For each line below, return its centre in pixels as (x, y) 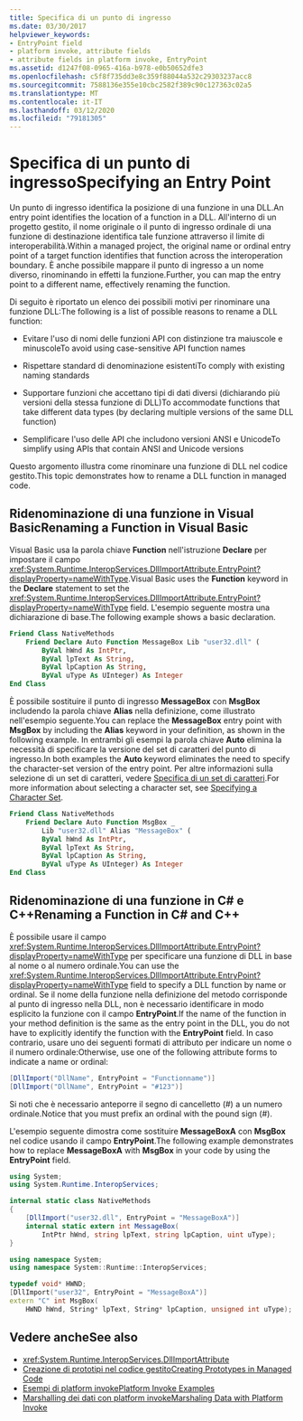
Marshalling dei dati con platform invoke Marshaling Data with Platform (153, 1397)
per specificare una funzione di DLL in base (211, 955)
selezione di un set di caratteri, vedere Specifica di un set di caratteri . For (144, 778)
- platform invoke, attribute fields (80, 52)
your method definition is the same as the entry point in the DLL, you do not (150, 1023)
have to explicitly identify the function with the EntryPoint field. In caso (141, 1032)
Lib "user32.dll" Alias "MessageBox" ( (117, 831)
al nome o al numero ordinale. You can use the (94, 965)
